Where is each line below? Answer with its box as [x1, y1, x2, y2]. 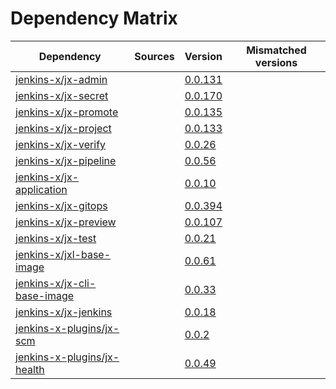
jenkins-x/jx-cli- [15, 276, 97, 290]
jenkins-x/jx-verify [15, 137, 107, 151]
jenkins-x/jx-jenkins [15, 305, 113, 319]
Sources [134, 49, 175, 63]
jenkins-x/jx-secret [15, 88, 109, 102]
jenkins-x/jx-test [15, 231, 97, 245]
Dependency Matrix [10, 7, 178, 30]
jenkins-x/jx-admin [15, 72, 108, 86]
